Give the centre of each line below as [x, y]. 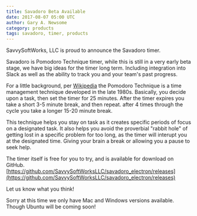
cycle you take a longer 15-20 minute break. [60, 111]
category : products [30, 28]
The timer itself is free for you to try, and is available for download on [90, 159]
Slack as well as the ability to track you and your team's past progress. [92, 74]
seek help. [19, 148]
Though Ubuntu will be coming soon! [51, 207]
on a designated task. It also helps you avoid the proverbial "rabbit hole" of [97, 129]
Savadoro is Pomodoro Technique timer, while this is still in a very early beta [98, 62]
